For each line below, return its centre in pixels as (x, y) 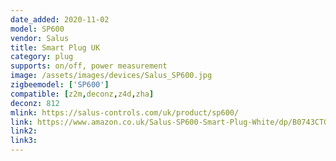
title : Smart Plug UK (55, 47)
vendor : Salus (40, 38)
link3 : (24, 141)
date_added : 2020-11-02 (60, 19)
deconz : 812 (35, 103)
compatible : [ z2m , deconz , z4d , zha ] (82, 94)
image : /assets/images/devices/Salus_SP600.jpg (111, 76)
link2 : (24, 131)
